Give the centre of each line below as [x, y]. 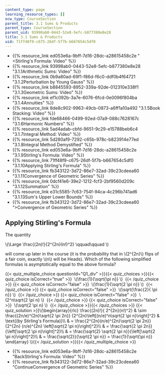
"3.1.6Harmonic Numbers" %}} [43, 124]
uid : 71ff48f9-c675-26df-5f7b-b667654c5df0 [50, 42]
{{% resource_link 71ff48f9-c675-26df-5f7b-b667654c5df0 [73, 160]
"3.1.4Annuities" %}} [33, 103]
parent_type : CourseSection [34, 28]
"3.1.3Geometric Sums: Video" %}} [47, 92]
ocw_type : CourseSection [31, 19]
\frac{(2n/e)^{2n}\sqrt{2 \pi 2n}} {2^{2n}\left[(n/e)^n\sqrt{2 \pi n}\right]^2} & [82, 315]
